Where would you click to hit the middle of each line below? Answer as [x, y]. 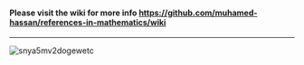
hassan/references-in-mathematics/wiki [88, 22]
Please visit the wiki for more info [73, 13]
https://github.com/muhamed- [198, 13]
